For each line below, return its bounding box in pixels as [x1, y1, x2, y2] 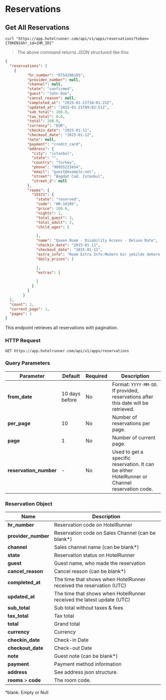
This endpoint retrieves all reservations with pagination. [5, 325, 119, 331]
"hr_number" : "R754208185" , [27, 73, 85, 78]
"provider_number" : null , [27, 77, 81, 82]
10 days [61, 390, 81, 397]
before [61, 396, 77, 403]
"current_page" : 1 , [9, 306, 50, 311]
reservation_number [7, 467, 57, 474]
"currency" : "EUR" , [27, 123, 68, 128]
